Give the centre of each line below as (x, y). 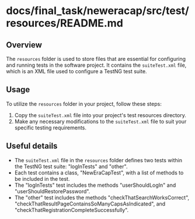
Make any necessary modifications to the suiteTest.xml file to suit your (100, 121)
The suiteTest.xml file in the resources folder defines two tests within (98, 160)
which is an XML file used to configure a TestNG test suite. (76, 71)
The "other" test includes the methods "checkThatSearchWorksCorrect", (102, 197)
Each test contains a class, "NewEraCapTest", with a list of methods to (99, 172)
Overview (24, 45)
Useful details (32, 146)
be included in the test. (42, 179)
